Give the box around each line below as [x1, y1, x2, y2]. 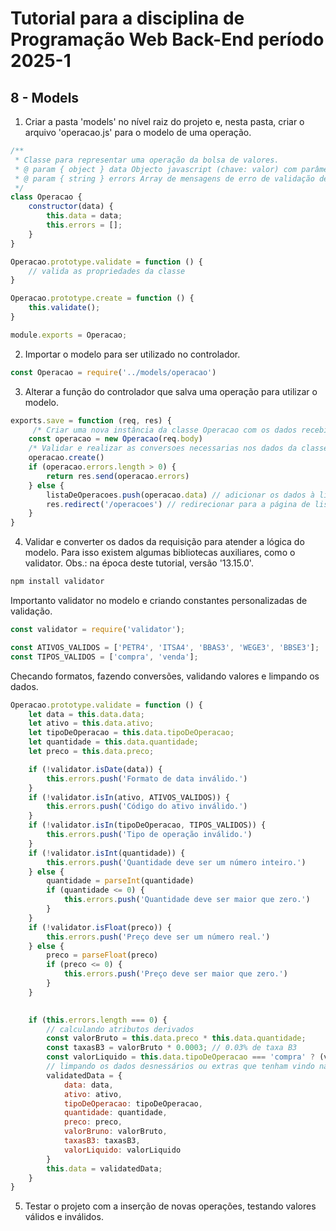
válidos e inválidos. [24, 1211, 104, 1223]
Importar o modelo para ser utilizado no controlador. [24, 348, 241, 360]
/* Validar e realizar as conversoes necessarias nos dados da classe [28, 443, 329, 454]
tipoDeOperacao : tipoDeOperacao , [63, 1098, 203, 1109]
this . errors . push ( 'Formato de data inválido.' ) [46, 773, 248, 784]
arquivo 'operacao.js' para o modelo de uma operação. [24, 127, 252, 138]
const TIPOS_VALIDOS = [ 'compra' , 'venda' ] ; [10, 652, 199, 662]
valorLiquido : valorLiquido [63, 1145, 182, 1155]
